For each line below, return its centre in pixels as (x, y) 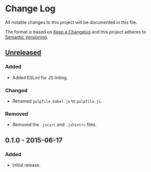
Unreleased (23, 53)
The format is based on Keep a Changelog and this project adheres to (76, 32)
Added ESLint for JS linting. (40, 78)
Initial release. (26, 165)
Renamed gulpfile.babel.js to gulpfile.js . (57, 101)
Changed (16, 90)
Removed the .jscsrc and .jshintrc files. (54, 125)
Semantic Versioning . (27, 37)
